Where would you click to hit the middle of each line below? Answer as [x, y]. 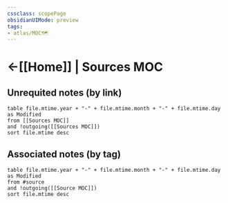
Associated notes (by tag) [64, 154]
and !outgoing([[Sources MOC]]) [54, 127]
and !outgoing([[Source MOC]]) [52, 188]
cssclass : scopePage [37, 14]
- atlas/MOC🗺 [28, 33]
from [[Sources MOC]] [38, 121]
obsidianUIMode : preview [43, 20]
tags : [15, 26]
